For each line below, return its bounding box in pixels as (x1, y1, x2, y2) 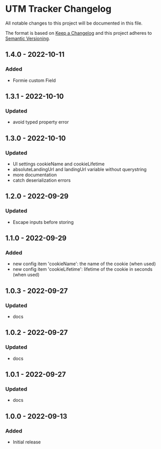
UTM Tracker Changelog (5, 3, 111, 15)
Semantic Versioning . (5, 35, 50, 41)
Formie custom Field (12, 77, 56, 83)
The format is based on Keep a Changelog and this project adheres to (5, 30, 152, 36)
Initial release (12, 439, 41, 445)
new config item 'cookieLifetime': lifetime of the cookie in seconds (12, 266, 153, 272)
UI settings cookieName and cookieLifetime (12, 161, 105, 167)
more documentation (12, 172, 57, 178)
